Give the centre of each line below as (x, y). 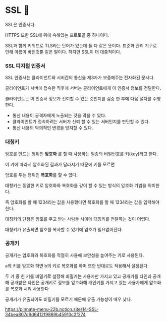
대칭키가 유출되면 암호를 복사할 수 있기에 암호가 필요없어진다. (64, 229)
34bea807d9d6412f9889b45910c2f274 (45, 314)
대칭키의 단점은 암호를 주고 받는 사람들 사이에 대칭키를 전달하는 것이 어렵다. (78, 219)
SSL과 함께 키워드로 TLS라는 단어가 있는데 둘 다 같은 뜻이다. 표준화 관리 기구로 (81, 45)
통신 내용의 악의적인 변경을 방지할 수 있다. (53, 128)
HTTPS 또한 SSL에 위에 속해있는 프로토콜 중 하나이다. (57, 35)
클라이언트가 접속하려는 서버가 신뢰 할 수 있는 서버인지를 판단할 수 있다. (81, 122)
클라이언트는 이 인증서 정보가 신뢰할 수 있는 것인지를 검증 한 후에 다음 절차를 (79, 99)
